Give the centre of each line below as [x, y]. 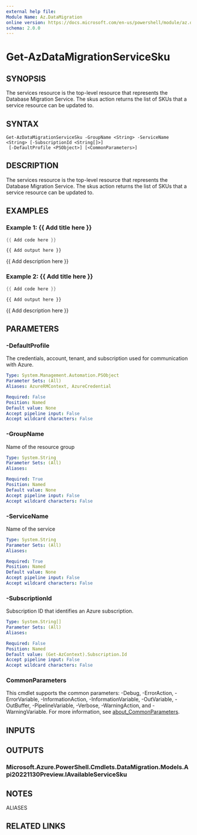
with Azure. [20, 365]
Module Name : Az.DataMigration [44, 17]
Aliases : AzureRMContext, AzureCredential [59, 387]
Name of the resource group [40, 447]
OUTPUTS [25, 751]
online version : [26, 22]
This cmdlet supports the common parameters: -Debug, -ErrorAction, [90, 693]
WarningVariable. [27, 712]
